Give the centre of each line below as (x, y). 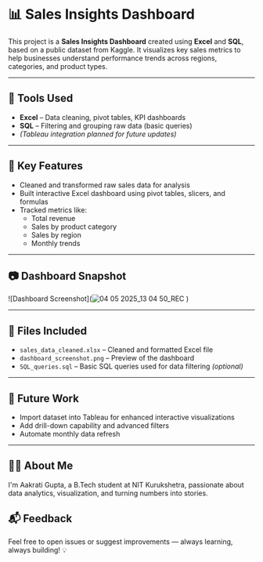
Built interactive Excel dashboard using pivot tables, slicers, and (122, 193)
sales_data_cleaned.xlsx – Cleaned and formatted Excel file (116, 350)
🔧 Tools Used (41, 98)
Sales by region (56, 234)
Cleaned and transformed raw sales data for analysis (104, 185)
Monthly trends (56, 243)
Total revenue (53, 218)
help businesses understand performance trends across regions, (113, 58)
